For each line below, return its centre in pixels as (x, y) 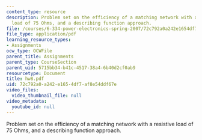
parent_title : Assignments (40, 56)
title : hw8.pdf (25, 79)
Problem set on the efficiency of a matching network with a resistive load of (100, 124)
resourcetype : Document (36, 73)
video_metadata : (26, 101)
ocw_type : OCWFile (29, 51)
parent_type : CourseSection (41, 62)
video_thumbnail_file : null (47, 96)
